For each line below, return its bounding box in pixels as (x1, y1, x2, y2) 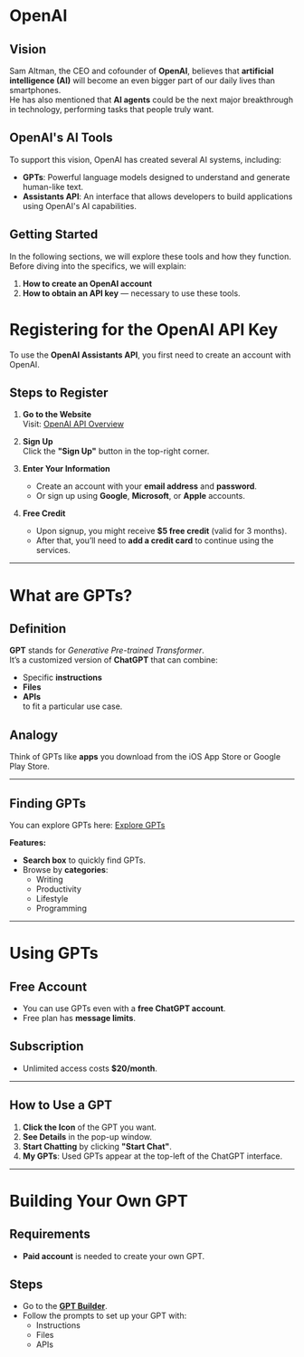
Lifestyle (35, 894, 69, 903)
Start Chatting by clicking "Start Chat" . (22, 1141, 172, 1152)
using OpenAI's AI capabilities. (22, 200, 138, 211)
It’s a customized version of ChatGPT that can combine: (9, 655, 219, 665)
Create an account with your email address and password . (35, 481, 258, 492)
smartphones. (9, 85, 62, 95)
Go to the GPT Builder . (22, 1301, 109, 1312)
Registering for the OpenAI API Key (9, 319, 279, 339)
